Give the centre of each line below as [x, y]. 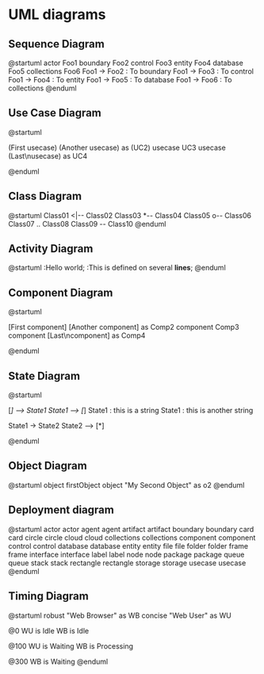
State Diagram [44, 375]
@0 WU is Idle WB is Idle [49, 630]
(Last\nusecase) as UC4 [48, 155]
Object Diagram [48, 466]
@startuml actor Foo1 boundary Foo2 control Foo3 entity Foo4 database [126, 63]
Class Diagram [45, 196]
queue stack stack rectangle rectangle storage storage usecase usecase [127, 563]
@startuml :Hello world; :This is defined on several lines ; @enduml [117, 268]
